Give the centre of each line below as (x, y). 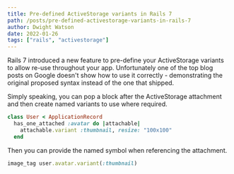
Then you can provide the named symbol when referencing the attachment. (117, 150)
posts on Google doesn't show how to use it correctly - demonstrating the (115, 76)
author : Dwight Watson (41, 27)
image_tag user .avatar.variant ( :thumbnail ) (72, 163)
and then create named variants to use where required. (87, 104)
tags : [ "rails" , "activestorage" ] (58, 40)
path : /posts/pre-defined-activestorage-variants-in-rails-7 (99, 21)
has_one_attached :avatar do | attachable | (77, 124)
